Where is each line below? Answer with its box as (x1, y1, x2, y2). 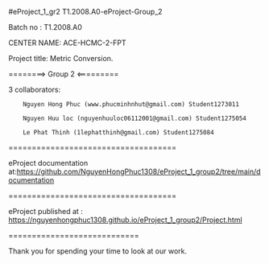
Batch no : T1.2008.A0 (8, 23, 83, 31)
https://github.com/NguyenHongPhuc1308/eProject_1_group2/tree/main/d (16, 167, 261, 176)
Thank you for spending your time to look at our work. (8, 246, 188, 256)
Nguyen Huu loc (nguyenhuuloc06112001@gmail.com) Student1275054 (23, 114, 247, 122)
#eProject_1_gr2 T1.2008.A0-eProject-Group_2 (8, 7, 163, 16)
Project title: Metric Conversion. (8, 54, 114, 63)
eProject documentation (8, 159, 89, 167)
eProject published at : (8, 207, 83, 216)
